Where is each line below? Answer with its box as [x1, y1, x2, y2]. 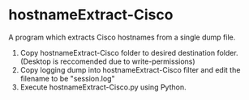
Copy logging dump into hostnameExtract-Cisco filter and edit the [19, 65, 241, 74]
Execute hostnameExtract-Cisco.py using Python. [19, 82, 187, 92]
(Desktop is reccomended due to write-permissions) [19, 56, 196, 66]
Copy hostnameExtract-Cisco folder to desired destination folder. [19, 48, 238, 57]
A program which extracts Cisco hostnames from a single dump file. [8, 32, 236, 42]
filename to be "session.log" [19, 73, 115, 83]
